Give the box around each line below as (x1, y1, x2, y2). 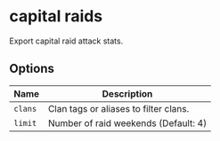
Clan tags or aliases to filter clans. (47, 102, 190, 114)
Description (102, 87, 153, 99)
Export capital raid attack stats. (9, 35, 124, 46)
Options (9, 61, 55, 76)
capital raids (9, 6, 103, 27)
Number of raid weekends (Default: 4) (47, 117, 208, 129)
